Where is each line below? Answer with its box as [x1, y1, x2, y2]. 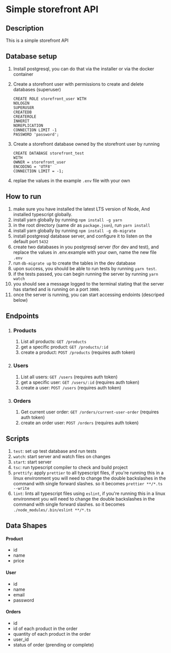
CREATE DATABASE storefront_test [13, 150, 84, 156]
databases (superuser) [13, 86, 62, 92]
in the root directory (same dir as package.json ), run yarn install [13, 222, 151, 228]
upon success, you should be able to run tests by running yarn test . [13, 265, 157, 271]
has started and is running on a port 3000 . [13, 286, 100, 292]
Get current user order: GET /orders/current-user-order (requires [20, 409, 159, 415]
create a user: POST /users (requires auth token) [20, 384, 122, 390]
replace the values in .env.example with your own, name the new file [13, 249, 157, 255]
